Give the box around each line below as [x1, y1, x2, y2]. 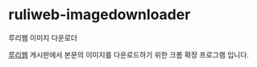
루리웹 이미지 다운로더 [8, 33, 78, 42]
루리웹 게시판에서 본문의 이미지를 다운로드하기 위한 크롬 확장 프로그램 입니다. [8, 49, 250, 59]
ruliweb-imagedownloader [8, 6, 191, 24]
